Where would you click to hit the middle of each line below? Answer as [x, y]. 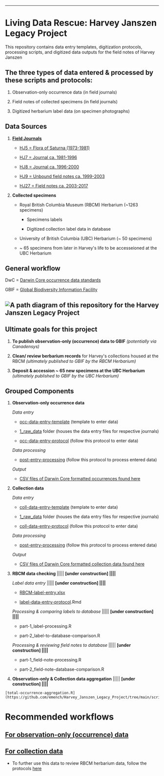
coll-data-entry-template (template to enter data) [69, 507]
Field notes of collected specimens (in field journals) [65, 101]
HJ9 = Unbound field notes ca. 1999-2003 [62, 176]
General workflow [33, 268]
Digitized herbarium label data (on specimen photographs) [71, 111]
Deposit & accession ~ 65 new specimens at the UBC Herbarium [78, 371]
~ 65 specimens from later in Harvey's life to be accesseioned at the [88, 248]
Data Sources [26, 127]
